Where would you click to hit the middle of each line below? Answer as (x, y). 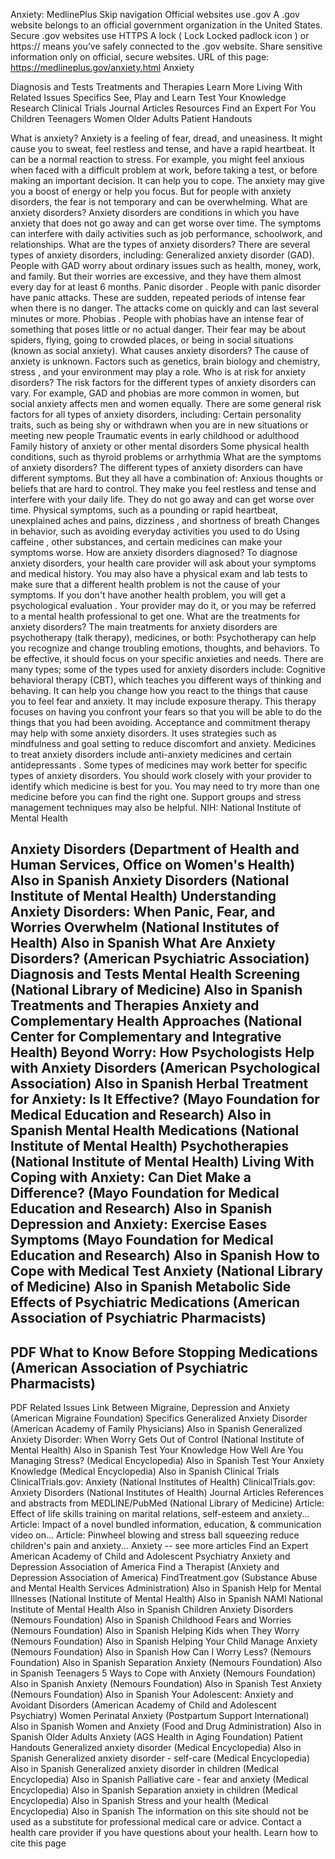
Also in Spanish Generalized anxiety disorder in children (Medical (144, 1769)
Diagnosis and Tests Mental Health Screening (155, 974)
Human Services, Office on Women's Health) (153, 865)
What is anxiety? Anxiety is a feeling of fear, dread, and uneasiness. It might (166, 138)
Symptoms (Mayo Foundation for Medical (142, 1240)
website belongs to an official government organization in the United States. (166, 25)
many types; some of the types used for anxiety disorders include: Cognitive (168, 669)
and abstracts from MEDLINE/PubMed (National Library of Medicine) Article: (167, 1503)
